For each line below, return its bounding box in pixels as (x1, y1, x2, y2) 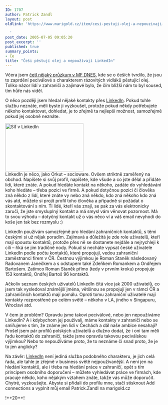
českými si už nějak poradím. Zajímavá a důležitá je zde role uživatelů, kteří (5, 234, 160, 240)
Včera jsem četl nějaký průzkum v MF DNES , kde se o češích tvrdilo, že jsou (5, 72, 162, 78)
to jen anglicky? (5, 343, 37, 350)
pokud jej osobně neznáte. (5, 113, 60, 119)
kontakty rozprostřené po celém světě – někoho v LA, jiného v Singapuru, (5, 297, 156, 303)
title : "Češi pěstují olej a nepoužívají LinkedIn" (5, 58, 115, 63)
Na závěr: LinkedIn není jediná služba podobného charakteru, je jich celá (5, 353, 155, 359)
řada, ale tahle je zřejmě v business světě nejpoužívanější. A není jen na (5, 358, 153, 365)
